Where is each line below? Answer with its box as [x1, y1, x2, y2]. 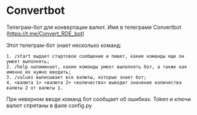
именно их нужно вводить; [6, 69, 71, 75]
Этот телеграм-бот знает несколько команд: [6, 42, 122, 49]
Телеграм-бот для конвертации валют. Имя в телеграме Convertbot [6, 23, 182, 31]
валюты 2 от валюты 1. [6, 85, 63, 91]
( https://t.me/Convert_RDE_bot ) [6, 30, 85, 37]
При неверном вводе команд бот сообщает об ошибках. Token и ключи [6, 95, 191, 102]
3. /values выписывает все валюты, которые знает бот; [6, 74, 147, 80]
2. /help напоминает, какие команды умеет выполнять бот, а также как [6, 64, 187, 70]
